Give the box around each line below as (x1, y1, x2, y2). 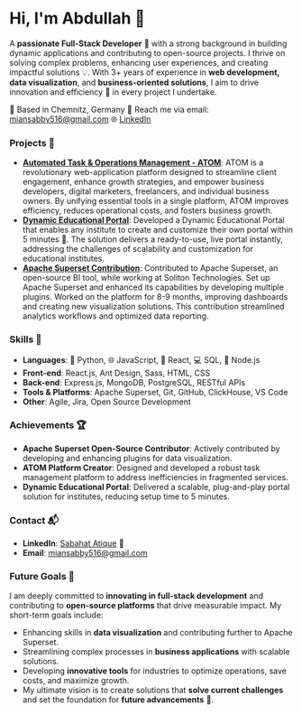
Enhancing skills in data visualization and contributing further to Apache (22, 627, 293, 638)
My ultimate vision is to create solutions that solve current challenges (22, 685, 284, 696)
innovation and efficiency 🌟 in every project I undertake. (9, 86, 217, 97)
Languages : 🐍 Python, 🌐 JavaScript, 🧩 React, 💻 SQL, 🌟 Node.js (22, 354, 261, 365)
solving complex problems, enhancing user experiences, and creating (9, 57, 269, 68)
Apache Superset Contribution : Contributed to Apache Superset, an (22, 263, 279, 274)
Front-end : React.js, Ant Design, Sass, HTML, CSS (22, 367, 211, 378)
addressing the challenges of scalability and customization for (22, 244, 254, 255)
